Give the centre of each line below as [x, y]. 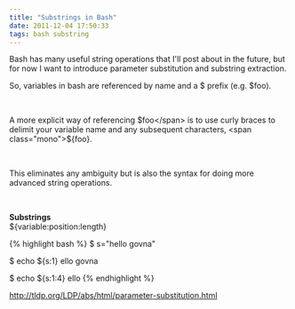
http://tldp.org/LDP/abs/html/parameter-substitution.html [113, 296]
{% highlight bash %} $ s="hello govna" [83, 244]
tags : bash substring [49, 34]
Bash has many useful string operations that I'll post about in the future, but [147, 59]
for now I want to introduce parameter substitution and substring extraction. [148, 68]
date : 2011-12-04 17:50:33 [59, 26]
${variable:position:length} [58, 226]
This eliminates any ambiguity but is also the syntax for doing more [132, 173]
